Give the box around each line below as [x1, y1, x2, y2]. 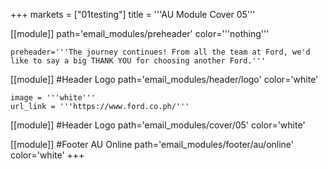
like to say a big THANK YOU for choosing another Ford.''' [10, 56, 267, 66]
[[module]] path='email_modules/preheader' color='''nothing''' [10, 28, 270, 39]
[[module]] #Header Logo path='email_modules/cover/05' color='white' [10, 119, 306, 131]
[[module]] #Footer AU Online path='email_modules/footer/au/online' [10, 139, 295, 150]
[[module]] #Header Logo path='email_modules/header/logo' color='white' [10, 74, 319, 85]
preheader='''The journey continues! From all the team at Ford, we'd [10, 47, 311, 57]
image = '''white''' [10, 93, 97, 103]
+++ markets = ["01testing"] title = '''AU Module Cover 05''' [10, 9, 256, 20]
